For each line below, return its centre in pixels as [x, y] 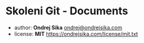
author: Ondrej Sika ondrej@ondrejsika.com [68, 27]
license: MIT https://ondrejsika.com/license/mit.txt [76, 33]
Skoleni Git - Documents [67, 11]
